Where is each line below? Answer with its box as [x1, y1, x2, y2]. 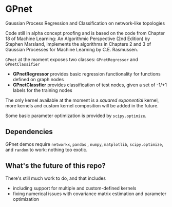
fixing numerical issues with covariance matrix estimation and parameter [12, 191, 167, 197]
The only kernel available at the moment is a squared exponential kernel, [5, 97, 159, 103]
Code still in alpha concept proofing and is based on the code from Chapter [5, 30, 165, 36]
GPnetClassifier [5, 62, 40, 67]
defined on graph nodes [12, 76, 64, 82]
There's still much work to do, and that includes [5, 175, 106, 181]
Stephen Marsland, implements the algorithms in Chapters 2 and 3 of [5, 41, 151, 47]
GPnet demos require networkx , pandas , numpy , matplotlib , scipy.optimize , [5, 141, 163, 147]
